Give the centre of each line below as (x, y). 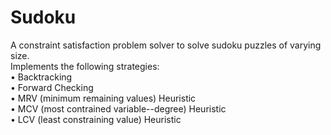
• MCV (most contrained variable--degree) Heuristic (118, 108)
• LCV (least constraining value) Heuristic (96, 119)
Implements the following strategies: (85, 66)
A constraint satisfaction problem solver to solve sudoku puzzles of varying (166, 45)
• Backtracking (41, 77)
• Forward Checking (52, 87)
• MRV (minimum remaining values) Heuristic (103, 98)
